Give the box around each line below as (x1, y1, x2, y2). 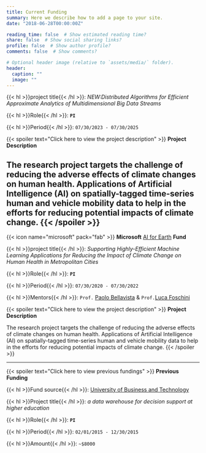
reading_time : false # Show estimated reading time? (6, 31, 147, 37)
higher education (6, 405, 50, 412)
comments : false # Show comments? (6, 48, 97, 55)
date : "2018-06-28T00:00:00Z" (6, 20, 84, 26)
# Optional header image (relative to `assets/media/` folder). (6, 59, 174, 66)
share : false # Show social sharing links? (6, 37, 122, 43)
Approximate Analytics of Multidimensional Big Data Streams (6, 100, 161, 107)
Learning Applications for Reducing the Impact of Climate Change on (6, 252, 182, 259)
